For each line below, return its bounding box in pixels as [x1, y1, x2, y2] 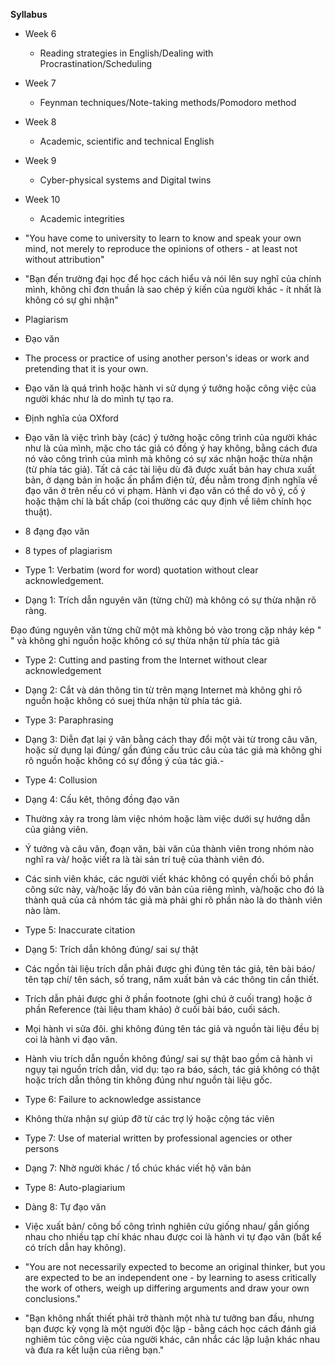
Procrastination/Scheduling [39, 58, 153, 69]
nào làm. [24, 905, 61, 916]
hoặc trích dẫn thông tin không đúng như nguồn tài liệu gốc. [24, 1074, 273, 1086]
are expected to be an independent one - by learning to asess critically [24, 1272, 317, 1283]
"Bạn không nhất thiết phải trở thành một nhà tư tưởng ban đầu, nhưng [24, 1312, 315, 1324]
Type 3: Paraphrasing [24, 714, 114, 726]
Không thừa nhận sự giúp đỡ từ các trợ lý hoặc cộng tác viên [24, 1113, 275, 1124]
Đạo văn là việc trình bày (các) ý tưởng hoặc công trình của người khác [24, 432, 318, 443]
